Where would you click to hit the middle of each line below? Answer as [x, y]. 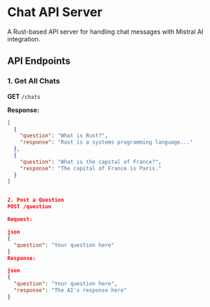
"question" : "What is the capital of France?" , [91, 162]
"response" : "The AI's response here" [71, 290]
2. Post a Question [36, 200]
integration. [24, 39]
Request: [20, 219]
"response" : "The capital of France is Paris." [91, 168]
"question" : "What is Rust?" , [64, 136]
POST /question [29, 207]
